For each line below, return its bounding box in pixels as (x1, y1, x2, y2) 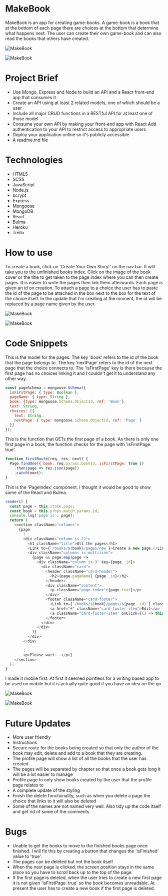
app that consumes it (12, 94, 56, 100)
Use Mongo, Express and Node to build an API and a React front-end (12, 89, 154, 95)
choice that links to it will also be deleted (12, 798, 96, 804)
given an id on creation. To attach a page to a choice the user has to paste (5, 285, 158, 291)
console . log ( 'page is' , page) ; (9, 513, 75, 518)
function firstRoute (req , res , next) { (5, 457, 88, 462)
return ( (9, 518, 28, 523)
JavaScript (12, 181, 35, 188)
